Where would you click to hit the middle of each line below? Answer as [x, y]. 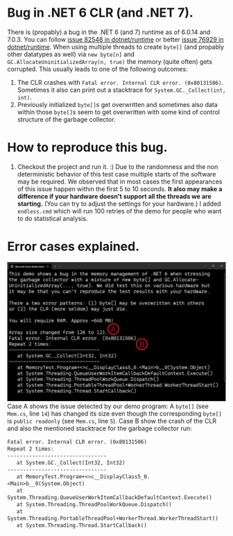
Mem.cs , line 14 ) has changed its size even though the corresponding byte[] [114, 413]
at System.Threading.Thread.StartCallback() [82, 525]
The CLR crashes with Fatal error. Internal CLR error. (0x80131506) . [120, 82]
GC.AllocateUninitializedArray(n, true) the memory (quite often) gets [110, 61]
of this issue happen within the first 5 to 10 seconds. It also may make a [120, 188]
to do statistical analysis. [52, 218]
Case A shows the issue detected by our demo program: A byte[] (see [108, 406]
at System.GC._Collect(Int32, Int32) [71, 463]
